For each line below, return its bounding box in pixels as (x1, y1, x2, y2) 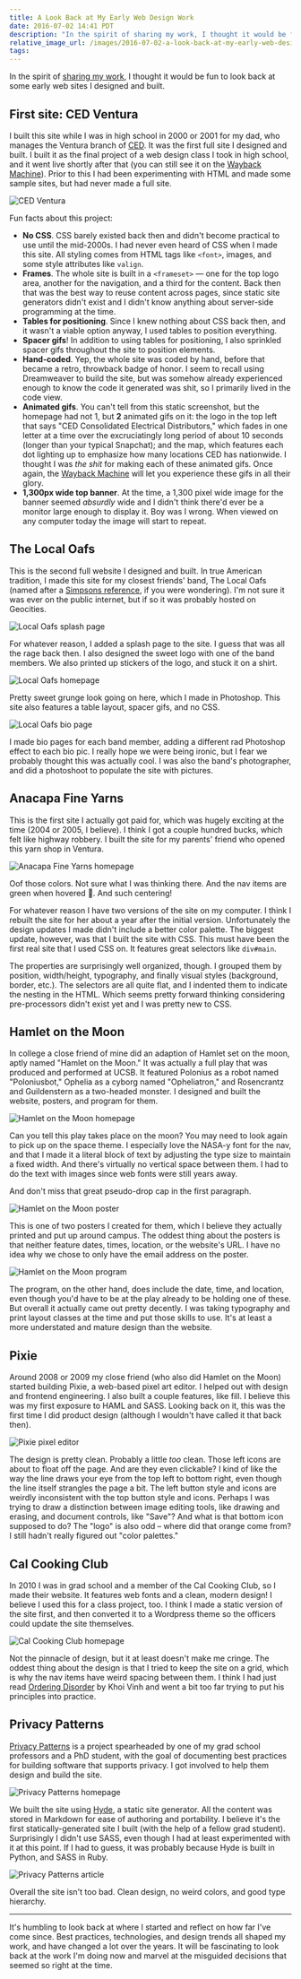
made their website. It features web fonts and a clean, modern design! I (9, 1590, 273, 1600)
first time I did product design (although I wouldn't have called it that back (9, 1410, 282, 1421)
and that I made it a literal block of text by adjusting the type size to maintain (9, 1149, 291, 1161)
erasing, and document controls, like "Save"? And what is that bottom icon (9, 1511, 284, 1522)
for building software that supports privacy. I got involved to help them (9, 1759, 269, 1770)
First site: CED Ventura (9, 107, 139, 122)
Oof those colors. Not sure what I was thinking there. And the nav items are (9, 877, 287, 888)
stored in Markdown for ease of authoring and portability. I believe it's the (9, 1813, 280, 1824)
